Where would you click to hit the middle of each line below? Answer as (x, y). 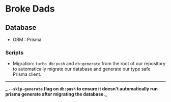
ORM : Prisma (27, 39)
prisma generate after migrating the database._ (56, 94)
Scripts (15, 53)
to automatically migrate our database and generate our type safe (82, 69)
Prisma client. (27, 74)
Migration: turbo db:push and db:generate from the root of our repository (89, 64)
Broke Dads (30, 9)
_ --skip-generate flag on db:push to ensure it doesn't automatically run (81, 89)
